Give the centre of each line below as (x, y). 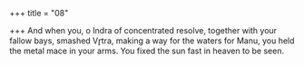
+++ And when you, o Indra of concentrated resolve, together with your (143, 30)
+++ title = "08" (39, 13)
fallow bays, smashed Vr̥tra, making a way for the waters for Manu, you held (152, 41)
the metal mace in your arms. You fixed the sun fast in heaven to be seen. (147, 51)
